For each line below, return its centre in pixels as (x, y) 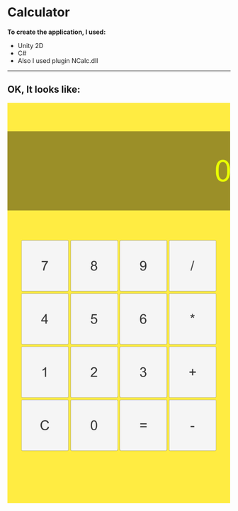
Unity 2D (30, 45)
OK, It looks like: (44, 90)
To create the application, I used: (57, 32)
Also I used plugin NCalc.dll (58, 60)
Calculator (39, 12)
